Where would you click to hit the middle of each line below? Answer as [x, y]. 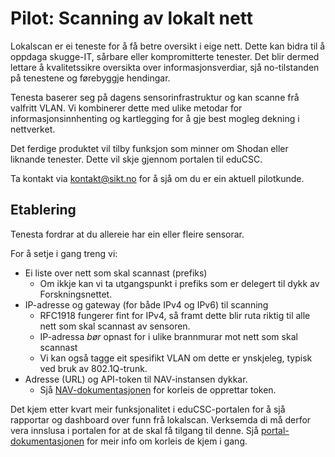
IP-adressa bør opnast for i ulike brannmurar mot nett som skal [168, 336]
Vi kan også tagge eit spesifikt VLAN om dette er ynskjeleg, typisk [176, 358]
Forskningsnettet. [76, 294]
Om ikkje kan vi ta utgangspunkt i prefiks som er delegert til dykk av [179, 283]
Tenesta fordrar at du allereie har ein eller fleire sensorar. [127, 234]
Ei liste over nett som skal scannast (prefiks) [116, 273]
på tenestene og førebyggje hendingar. [90, 78]
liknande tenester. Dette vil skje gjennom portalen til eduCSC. [136, 159]
